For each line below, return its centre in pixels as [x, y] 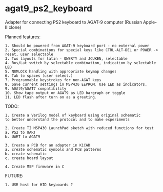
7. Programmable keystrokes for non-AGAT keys [53, 80]
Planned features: [23, 37]
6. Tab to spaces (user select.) [39, 76]
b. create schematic [26, 154]
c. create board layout [29, 158]
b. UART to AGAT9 [23, 137]
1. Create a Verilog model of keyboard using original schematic [73, 115]
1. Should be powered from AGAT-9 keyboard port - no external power [77, 46]
